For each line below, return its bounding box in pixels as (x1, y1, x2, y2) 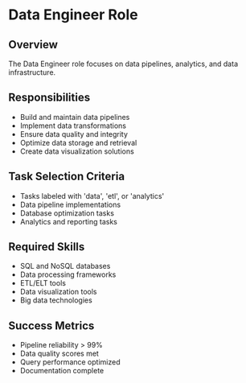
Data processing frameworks (19, 270, 117, 279)
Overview (8, 38, 59, 51)
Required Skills (8, 240, 85, 254)
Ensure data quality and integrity (19, 129, 129, 138)
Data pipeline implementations (19, 200, 121, 209)
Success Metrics (8, 319, 95, 332)
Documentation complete (19, 366, 105, 376)
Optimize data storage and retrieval (19, 138, 137, 147)
